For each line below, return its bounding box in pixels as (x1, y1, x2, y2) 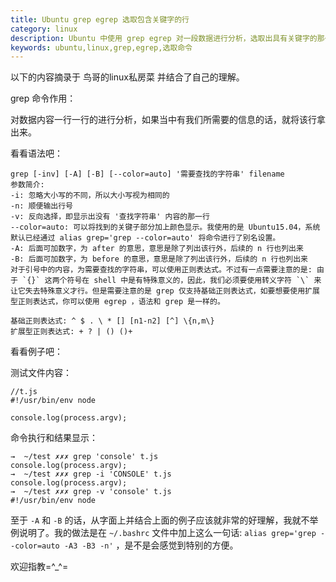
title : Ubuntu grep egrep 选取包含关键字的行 (10, 14, 190, 25)
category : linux (10, 24, 78, 34)
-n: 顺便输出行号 (10, 201, 73, 211)
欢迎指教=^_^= (10, 561, 69, 573)
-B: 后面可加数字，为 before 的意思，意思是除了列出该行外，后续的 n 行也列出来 (10, 254, 308, 265)
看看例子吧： (10, 346, 63, 358)
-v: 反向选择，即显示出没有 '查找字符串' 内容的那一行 (10, 212, 210, 222)
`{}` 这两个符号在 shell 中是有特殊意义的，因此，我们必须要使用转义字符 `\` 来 (22, 276, 322, 286)
